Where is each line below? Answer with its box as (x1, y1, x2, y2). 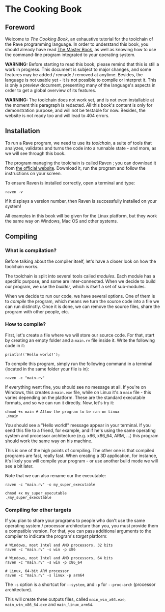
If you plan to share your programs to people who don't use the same (5, 518, 145, 523)
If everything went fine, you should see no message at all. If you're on (5, 384, 146, 390)
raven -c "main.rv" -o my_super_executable (5, 482, 96, 487)
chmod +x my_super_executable (5, 490, 67, 495)
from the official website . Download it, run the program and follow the (5, 165, 146, 171)
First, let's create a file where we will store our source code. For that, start (5, 332, 155, 338)
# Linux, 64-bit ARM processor (5, 569, 69, 574)
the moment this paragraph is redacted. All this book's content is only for (5, 102, 153, 108)
